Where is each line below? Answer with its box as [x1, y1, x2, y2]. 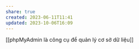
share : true [5, 8, 35, 15]
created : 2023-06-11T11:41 [5, 14, 73, 20]
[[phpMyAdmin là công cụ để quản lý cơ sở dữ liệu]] [5, 36, 134, 44]
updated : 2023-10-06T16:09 [5, 20, 73, 26]
